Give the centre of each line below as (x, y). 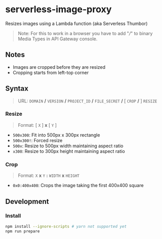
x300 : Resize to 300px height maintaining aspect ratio (69, 151)
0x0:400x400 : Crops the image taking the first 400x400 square (78, 185)
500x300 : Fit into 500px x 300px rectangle (56, 135)
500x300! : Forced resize (38, 140)
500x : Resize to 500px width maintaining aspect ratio (68, 146)
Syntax (17, 88)
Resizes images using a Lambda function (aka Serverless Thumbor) (77, 23)
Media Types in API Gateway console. (57, 39)
